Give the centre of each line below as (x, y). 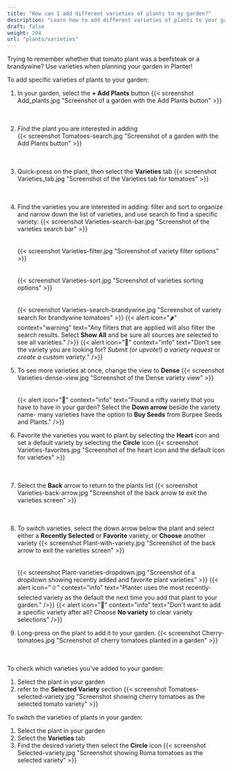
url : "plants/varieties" (43, 39)
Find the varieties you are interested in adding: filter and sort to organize (120, 207)
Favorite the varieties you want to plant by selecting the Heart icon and (118, 435)
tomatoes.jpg (36, 640)
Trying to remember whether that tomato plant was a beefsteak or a (104, 59)
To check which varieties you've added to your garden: (86, 669)
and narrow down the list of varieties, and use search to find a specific (117, 215)
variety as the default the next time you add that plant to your (130, 598)
